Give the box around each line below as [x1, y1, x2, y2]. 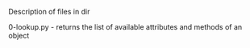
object [8, 31, 30, 40]
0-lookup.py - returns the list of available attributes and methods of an [8, 22, 243, 31]
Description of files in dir [8, 7, 90, 16]
